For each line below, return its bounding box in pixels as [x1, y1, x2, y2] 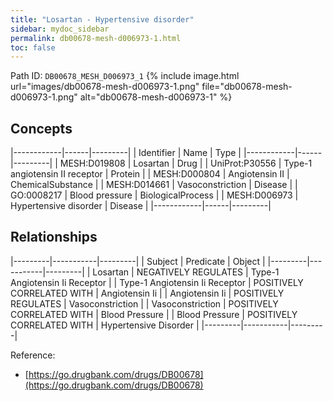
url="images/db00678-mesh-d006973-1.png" [10, 81, 200, 93]
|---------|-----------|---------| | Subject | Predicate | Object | [10, 255, 266, 267]
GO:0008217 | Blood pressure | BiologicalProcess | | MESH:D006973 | [10, 189, 299, 201]
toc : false [10, 42, 56, 53]
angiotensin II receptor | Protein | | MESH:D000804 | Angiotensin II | [10, 168, 290, 180]
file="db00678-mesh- [201, 81, 293, 93]
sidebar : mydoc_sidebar [10, 24, 110, 34]
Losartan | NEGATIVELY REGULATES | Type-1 [92, 266, 280, 278]
